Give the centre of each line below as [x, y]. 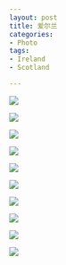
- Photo [24, 43]
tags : [19, 51]
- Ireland [28, 59]
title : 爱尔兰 [33, 26]
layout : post [33, 17]
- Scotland [29, 68]
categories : [31, 34]
